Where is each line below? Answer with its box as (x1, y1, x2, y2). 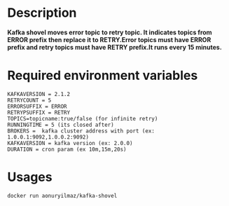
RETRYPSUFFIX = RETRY (7, 109, 71, 116)
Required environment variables (7, 68, 198, 83)
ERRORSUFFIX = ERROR (7, 103, 68, 110)
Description (7, 5, 77, 21)
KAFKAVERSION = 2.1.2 (7, 90, 71, 97)
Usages (7, 170, 53, 185)
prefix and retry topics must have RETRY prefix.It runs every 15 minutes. (7, 43, 222, 51)
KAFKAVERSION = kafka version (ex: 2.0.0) (7, 139, 133, 146)
